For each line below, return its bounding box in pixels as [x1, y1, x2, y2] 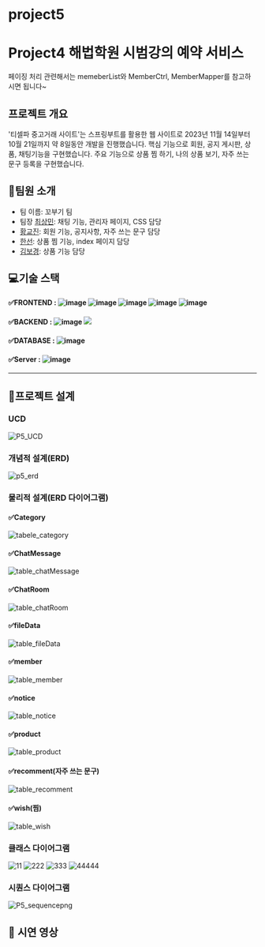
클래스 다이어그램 [8, 843, 70, 854]
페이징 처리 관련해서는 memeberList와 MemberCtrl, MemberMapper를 [8, 72, 230, 81]
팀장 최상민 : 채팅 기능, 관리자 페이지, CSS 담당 [19, 216, 162, 226]
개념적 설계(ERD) [8, 453, 69, 464]
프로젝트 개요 [8, 107, 69, 120]
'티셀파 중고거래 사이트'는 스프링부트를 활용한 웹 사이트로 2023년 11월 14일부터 [8, 129, 251, 139]
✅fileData [8, 621, 41, 630]
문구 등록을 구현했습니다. [8, 159, 84, 168]
